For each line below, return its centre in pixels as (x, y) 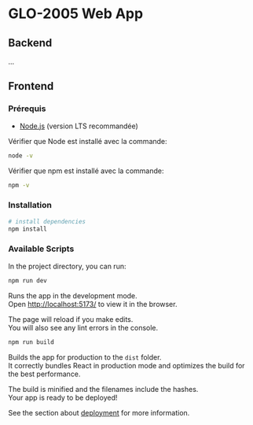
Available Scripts (41, 249)
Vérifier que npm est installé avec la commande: (86, 171)
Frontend (31, 86)
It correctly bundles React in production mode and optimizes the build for (126, 365)
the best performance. (44, 374)
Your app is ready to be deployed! (63, 397)
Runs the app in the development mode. (73, 295)
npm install (27, 229)
